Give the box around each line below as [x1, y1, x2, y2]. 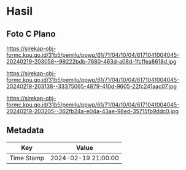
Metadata [6, 125, 44, 136]
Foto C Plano [6, 29, 56, 39]
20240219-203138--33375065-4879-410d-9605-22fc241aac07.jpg [6, 83, 177, 90]
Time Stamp [9, 153, 45, 162]
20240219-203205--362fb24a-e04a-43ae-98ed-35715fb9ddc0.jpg [6, 108, 179, 114]
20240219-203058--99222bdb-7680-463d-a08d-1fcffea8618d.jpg [6, 58, 177, 65]
